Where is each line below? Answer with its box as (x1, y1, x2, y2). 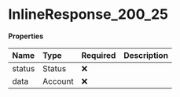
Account (42, 76, 74, 87)
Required (81, 49, 116, 60)
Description (123, 49, 169, 60)
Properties (8, 31, 44, 41)
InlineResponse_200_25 (8, 5, 169, 23)
